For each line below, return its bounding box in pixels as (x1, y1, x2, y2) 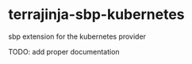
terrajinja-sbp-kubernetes (8, 6, 185, 24)
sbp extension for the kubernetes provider (8, 32, 147, 41)
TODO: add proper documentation (8, 47, 121, 56)
